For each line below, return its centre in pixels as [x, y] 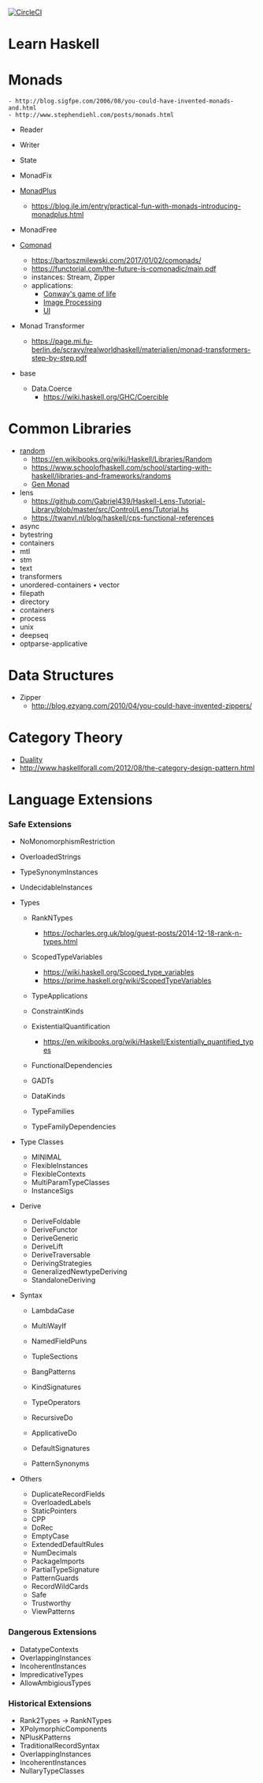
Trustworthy [51, 1603]
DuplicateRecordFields [68, 1494]
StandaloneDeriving [63, 1280]
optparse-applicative [54, 644]
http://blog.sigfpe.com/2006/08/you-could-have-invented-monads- [125, 101]
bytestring [36, 535]
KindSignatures [56, 1387]
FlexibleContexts [59, 1174]
